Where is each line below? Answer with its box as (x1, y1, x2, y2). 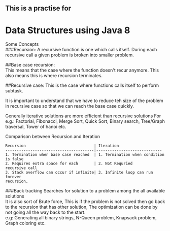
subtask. (5, 88, 23, 94)
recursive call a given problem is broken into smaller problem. (5, 52, 134, 58)
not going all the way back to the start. (5, 209, 86, 215)
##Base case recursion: (5, 62, 55, 68)
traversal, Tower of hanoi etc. (5, 124, 67, 130)
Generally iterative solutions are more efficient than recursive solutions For (5, 113, 161, 119)
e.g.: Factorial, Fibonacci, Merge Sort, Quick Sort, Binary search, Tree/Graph (5, 118, 165, 124)
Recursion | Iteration (5, 143, 119, 149)
